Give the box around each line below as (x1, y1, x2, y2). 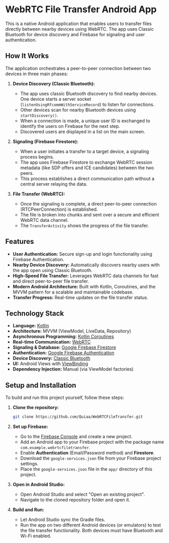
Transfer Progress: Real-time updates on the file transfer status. (12, 294, 149, 300)
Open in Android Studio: (12, 482, 65, 488)
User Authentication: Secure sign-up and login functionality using (12, 251, 153, 257)
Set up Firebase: (12, 423, 48, 430)
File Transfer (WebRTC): (12, 191, 65, 197)
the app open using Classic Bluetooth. (12, 267, 93, 273)
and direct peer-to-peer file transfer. (12, 278, 89, 284)
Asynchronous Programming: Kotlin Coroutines (12, 333, 115, 340)
